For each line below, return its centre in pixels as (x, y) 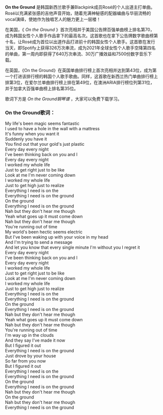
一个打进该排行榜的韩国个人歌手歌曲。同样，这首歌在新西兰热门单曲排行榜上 (81, 76)
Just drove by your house (31, 356)
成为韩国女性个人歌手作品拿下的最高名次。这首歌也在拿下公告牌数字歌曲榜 (79, 36)
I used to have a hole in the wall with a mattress (52, 129)
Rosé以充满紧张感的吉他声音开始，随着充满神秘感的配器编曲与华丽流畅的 (78, 13)
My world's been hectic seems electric (44, 232)
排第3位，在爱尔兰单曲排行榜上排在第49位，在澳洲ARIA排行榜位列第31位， (80, 82)
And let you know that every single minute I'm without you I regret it (73, 247)
